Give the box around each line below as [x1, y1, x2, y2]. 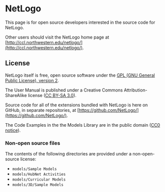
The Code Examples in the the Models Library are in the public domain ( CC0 [5, 122, 161, 128]
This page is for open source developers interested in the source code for [5, 19, 156, 25]
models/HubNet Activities [12, 172, 66, 177]
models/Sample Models [12, 167, 57, 172]
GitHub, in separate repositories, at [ [5, 107, 79, 113]
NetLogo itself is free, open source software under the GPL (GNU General [5, 72, 155, 78]
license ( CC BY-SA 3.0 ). [28, 92, 77, 98]
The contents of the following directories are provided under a [5, 151, 132, 157]
